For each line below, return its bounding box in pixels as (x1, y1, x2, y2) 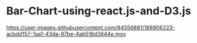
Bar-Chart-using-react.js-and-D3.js (6, 4, 192, 18)
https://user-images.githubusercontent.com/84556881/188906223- (6, 24, 176, 31)
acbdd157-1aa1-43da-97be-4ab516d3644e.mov (6, 30, 126, 37)
